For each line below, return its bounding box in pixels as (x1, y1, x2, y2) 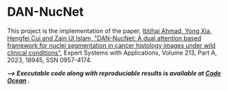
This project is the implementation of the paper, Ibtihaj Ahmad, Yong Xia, (7, 27, 212, 35)
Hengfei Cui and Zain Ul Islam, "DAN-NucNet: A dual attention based (7, 34, 201, 42)
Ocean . (7, 76, 30, 84)
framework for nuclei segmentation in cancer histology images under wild (7, 41, 216, 49)
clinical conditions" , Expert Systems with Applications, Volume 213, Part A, (7, 49, 218, 57)
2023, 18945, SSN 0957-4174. (7, 55, 93, 64)
